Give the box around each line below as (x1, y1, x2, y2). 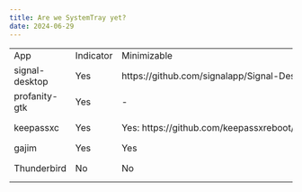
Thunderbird (13, 161, 67, 174)
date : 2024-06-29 (9, 22, 75, 31)
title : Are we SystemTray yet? (9, 13, 127, 23)
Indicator (75, 49, 113, 61)
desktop (13, 75, 49, 87)
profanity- (13, 89, 58, 102)
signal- (13, 64, 45, 77)
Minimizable (120, 49, 173, 61)
